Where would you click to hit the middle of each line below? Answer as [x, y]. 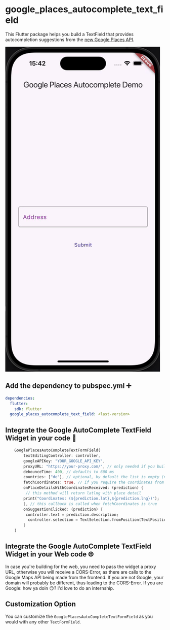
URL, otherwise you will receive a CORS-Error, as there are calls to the [78, 572]
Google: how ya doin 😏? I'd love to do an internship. [60, 588]
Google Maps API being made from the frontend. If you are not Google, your [84, 577]
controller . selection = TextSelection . [70, 520]
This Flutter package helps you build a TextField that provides [70, 34]
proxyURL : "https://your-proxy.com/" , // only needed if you [89, 466]
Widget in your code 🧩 [41, 438]
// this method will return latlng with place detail [83, 493]
